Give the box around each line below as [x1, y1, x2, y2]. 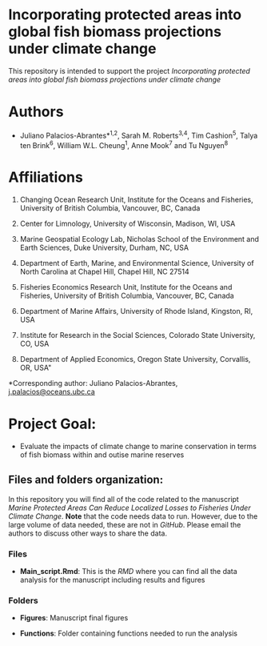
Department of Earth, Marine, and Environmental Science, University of [19, 259, 254, 268]
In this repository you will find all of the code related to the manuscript [8, 494, 240, 504]
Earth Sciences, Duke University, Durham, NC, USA [19, 243, 189, 253]
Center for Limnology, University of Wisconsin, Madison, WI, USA [19, 219, 236, 229]
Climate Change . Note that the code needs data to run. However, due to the [8, 511, 258, 521]
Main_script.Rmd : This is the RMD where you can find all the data [19, 567, 237, 576]
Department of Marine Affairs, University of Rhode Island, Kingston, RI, [19, 307, 253, 316]
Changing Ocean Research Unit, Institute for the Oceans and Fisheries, [19, 195, 253, 205]
